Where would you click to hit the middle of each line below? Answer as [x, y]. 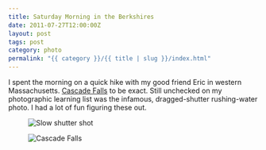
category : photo [35, 50]
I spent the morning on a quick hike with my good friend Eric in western [125, 82]
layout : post [30, 33]
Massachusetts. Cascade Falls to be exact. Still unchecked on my [115, 90]
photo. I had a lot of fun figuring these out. [77, 108]
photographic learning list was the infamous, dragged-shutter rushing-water [133, 99]
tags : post [26, 42]
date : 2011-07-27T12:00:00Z [55, 25]
